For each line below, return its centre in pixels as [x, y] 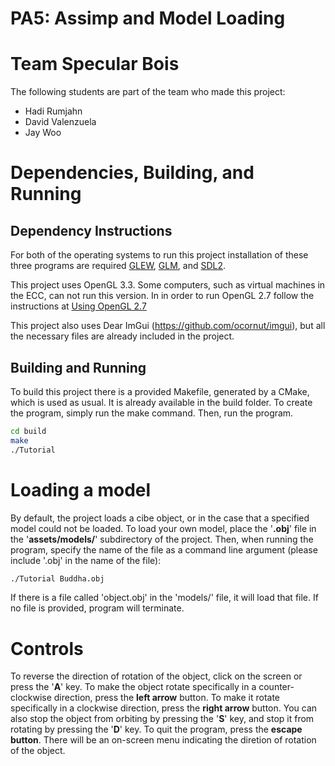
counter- [276, 687]
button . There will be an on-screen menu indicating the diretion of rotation [163, 740]
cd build [28, 431]
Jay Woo [43, 133]
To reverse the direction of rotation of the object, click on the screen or [156, 676]
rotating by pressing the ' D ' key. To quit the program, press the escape [156, 729]
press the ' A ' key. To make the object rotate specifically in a [133, 687]
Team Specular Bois [95, 64]
